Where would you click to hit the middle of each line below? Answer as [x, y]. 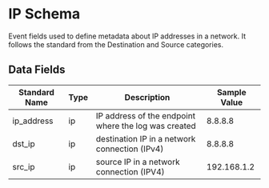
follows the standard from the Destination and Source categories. [116, 44]
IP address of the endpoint [146, 115]
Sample [231, 92]
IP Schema [44, 14]
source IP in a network [138, 162]
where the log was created [146, 126]
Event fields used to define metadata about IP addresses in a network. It [127, 36]
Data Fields [37, 70]
